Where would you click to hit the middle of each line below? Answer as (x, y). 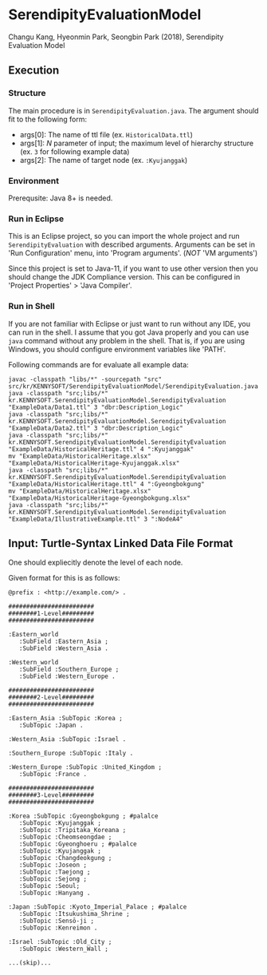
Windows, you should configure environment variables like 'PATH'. (117, 349)
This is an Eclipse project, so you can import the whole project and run (124, 236)
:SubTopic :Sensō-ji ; (56, 921)
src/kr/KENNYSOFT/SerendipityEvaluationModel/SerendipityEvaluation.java (133, 386)
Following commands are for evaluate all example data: (98, 364)
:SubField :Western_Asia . (64, 648)
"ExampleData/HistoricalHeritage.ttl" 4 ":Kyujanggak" (101, 449)
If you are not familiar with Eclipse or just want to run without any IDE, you (130, 323)
